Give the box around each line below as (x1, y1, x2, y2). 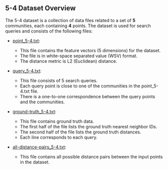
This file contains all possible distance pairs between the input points (20, 153, 163, 159)
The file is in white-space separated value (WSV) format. (20, 53, 138, 59)
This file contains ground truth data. (20, 118, 94, 124)
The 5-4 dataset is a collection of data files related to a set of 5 (5, 17, 135, 23)
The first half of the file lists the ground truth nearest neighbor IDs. (20, 123, 157, 129)
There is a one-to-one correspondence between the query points (20, 93, 155, 99)
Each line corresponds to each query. (20, 134, 98, 140)
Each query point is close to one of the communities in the (20, 83, 140, 89)
